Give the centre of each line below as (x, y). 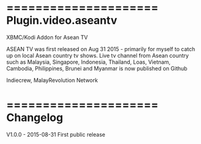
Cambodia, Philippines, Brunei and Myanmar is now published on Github (97, 68)
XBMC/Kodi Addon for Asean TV (47, 37)
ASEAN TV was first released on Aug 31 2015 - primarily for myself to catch (101, 49)
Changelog (35, 118)
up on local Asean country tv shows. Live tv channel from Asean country (97, 55)
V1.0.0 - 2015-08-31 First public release (56, 134)
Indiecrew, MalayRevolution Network (52, 80)
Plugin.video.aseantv (62, 20)
